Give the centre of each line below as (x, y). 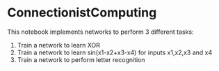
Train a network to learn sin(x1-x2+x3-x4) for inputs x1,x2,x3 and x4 (115, 52)
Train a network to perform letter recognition (81, 59)
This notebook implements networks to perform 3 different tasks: (100, 32)
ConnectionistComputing (82, 13)
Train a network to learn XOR (59, 45)
